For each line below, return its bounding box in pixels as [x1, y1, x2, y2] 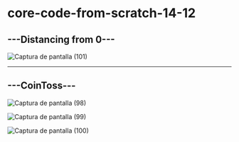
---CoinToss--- [7, 80, 76, 92]
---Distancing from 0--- [7, 34, 115, 46]
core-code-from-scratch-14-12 [7, 5, 196, 21]
